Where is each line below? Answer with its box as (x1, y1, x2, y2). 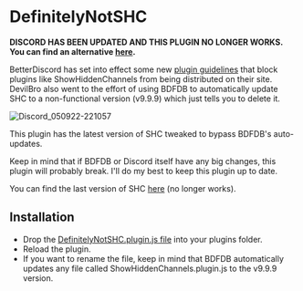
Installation (9, 210, 75, 225)
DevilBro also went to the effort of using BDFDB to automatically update (9, 83, 278, 94)
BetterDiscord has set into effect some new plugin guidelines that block (9, 64, 278, 75)
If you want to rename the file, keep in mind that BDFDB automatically (22, 253, 285, 264)
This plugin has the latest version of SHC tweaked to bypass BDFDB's (9, 128, 272, 139)
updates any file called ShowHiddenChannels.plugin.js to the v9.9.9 (22, 263, 277, 274)
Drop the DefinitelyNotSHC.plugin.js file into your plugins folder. (22, 234, 263, 244)
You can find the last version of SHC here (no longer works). (9, 182, 236, 193)
